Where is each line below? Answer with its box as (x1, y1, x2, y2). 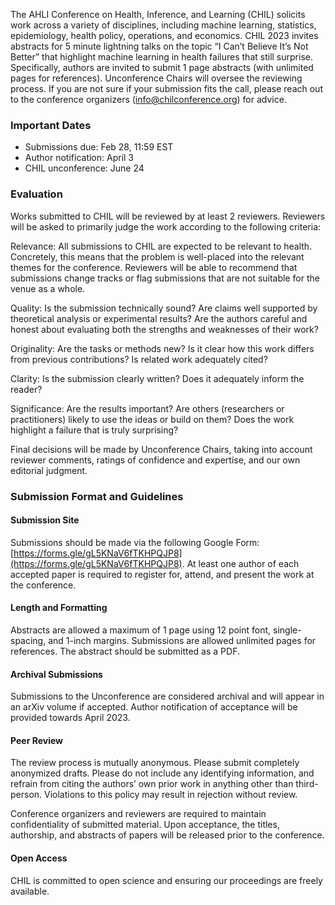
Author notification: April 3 (24, 152, 135, 164)
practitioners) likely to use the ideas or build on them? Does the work (10, 413, 295, 425)
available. (10, 885, 50, 897)
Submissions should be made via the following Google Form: (10, 536, 260, 548)
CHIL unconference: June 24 (24, 162, 145, 174)
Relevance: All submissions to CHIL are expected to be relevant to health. (10, 240, 313, 252)
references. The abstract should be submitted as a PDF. (10, 645, 240, 657)
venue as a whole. (10, 282, 86, 294)
